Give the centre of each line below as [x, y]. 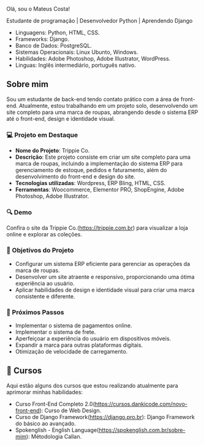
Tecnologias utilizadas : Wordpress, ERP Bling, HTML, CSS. [90, 183]
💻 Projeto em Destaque [42, 135]
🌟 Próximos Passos [35, 312]
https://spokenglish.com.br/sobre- [142, 430]
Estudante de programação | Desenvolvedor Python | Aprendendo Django [100, 21]
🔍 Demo [19, 213]
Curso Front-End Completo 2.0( [55, 404]
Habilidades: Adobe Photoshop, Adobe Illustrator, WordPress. [93, 59]
